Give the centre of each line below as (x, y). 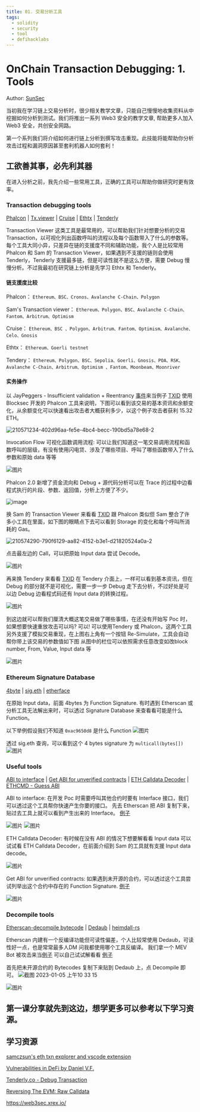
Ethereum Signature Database (51, 677)
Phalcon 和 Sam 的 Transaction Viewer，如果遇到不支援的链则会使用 (90, 253)
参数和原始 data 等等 (31, 457)
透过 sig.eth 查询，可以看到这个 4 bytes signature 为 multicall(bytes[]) (95, 743)
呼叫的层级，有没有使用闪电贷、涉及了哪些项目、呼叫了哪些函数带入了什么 (102, 450)
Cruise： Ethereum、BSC (35, 328)
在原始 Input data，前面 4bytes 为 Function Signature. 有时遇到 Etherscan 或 (100, 703)
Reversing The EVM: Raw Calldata (48, 1091)
